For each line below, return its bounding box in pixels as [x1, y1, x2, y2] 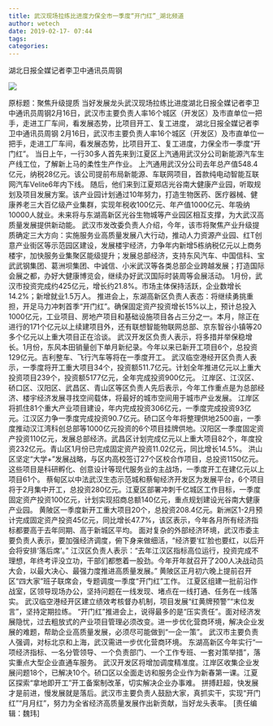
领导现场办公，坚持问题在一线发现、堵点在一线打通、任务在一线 [36, 587, 250, 597]
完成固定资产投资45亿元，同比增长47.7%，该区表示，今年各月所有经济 [15, 515, 252, 525]
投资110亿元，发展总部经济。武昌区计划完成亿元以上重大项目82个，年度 [15, 434, 256, 444]
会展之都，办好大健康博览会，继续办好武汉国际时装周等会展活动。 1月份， [8, 271, 256, 281]
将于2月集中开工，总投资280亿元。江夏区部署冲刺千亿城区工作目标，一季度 [8, 485, 262, 495]
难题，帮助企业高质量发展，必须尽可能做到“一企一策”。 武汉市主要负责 [22, 628, 259, 637]
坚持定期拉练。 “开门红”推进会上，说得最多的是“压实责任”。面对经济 [25, 607, 254, 617]
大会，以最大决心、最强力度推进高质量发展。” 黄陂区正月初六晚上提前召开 [8, 566, 253, 576]
